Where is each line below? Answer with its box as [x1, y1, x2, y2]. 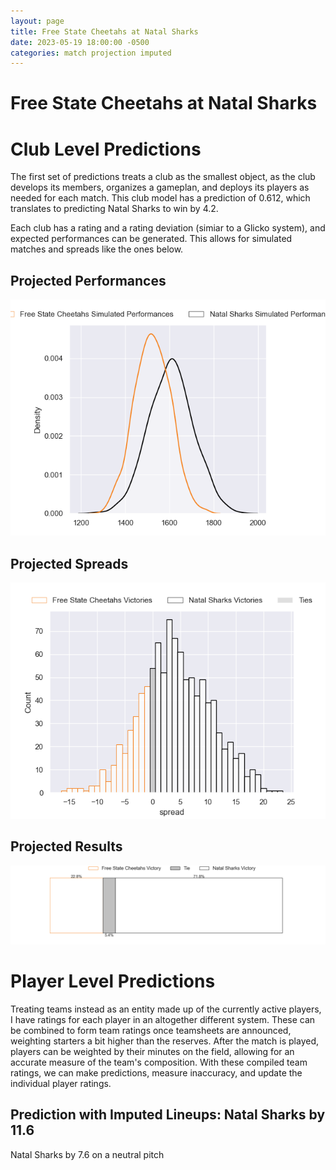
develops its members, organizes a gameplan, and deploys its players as [10, 181, 310, 194]
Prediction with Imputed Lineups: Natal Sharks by [10, 1106, 326, 1124]
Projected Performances [10, 272, 167, 289]
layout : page [10, 16, 65, 26]
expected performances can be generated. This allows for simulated [10, 233, 293, 245]
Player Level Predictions [10, 970, 216, 992]
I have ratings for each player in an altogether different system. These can [10, 1013, 316, 1025]
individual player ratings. [10, 1077, 112, 1089]
